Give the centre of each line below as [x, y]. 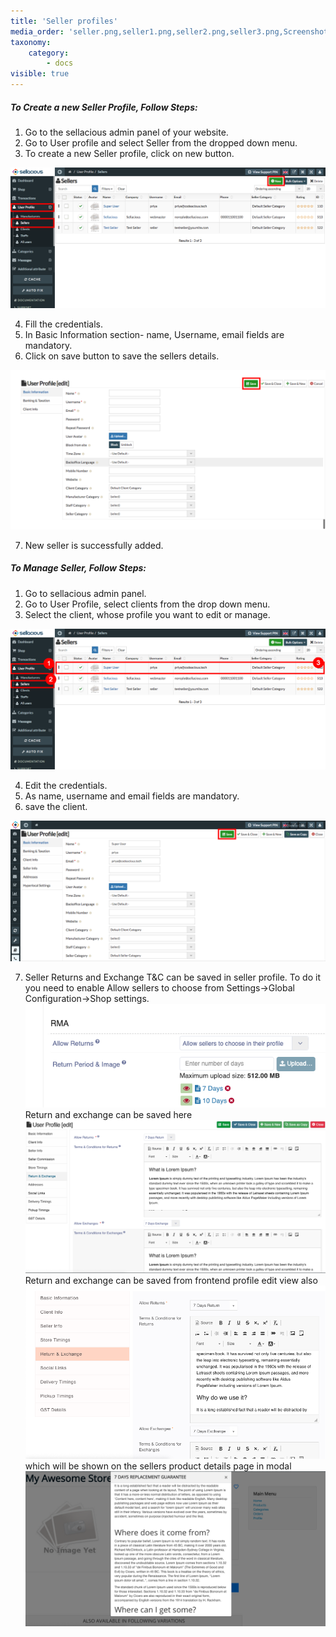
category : [49, 53]
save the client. [56, 806]
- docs [60, 63]
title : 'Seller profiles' [64, 21]
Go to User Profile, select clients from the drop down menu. [147, 604]
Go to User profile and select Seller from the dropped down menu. [161, 142]
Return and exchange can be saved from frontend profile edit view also [171, 1281]
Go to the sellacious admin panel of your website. [126, 132]
